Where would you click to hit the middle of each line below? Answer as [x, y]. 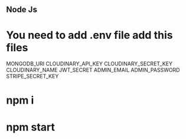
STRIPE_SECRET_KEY [32, 77]
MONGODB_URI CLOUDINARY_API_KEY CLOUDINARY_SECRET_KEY [89, 64]
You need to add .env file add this [89, 35]
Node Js [22, 10]
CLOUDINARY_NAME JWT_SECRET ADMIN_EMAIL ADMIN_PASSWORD [93, 70]
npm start [30, 127]
